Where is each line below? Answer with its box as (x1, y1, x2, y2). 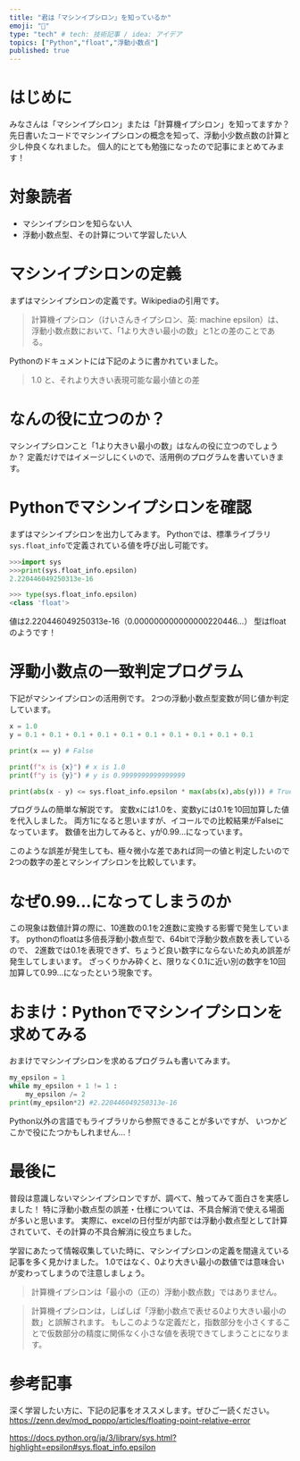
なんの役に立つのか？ (9, 409, 167, 430)
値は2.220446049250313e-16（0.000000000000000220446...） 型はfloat (9, 616, 287, 626)
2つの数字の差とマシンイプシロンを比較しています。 (9, 857, 201, 868)
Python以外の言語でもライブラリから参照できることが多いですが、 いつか (9, 1115, 279, 1126)
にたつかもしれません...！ (39, 1127, 134, 1138)
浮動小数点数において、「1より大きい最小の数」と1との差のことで (30, 325, 268, 336)
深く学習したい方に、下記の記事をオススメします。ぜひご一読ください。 (9, 1405, 275, 1415)
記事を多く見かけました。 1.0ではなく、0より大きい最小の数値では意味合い (9, 1256, 285, 1267)
